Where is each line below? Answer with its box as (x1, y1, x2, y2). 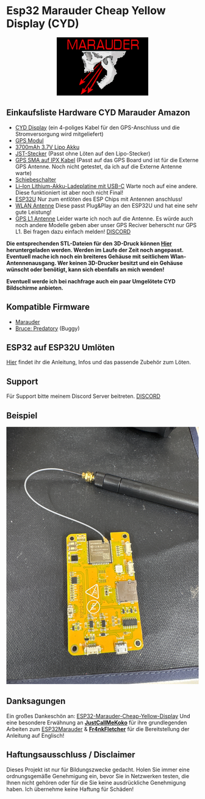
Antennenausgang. (6, 259, 57, 266)
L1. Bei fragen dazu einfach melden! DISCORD (15, 228, 131, 235)
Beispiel (6, 410, 38, 421)
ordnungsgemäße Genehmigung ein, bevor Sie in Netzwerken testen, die (6, 772, 190, 779)
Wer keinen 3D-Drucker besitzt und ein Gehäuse (57, 259, 183, 266)
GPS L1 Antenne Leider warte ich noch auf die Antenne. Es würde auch (15, 215, 193, 222)
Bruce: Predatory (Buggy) (15, 324, 81, 332)
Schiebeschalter (15, 176, 57, 183)
